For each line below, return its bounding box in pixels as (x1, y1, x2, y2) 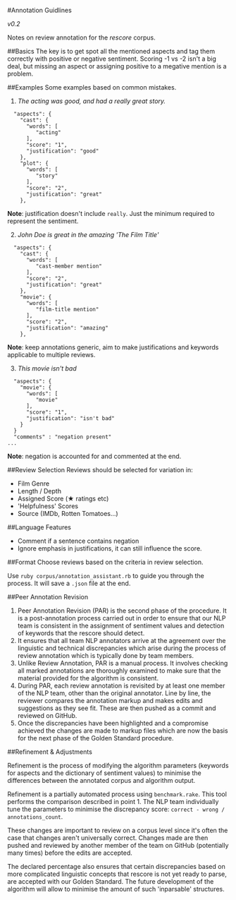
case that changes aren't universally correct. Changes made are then (7, 834, 209, 842)
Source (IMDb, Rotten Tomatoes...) (17, 510, 118, 517)
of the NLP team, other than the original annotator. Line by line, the (17, 689, 211, 697)
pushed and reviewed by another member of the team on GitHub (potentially (7, 841, 229, 849)
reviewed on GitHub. (17, 712, 77, 719)
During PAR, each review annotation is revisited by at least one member (17, 681, 225, 690)
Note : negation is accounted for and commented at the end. (7, 452, 182, 460)
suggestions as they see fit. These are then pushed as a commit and (17, 704, 216, 712)
